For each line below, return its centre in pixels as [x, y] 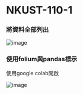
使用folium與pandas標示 [42, 59]
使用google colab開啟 [33, 73]
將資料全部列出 [28, 30]
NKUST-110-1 [39, 10]
